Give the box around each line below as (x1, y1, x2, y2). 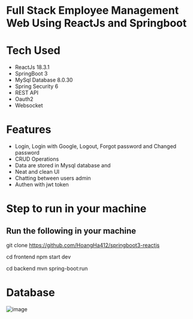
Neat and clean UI (14, 168, 60, 176)
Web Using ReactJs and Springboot (6, 16, 187, 30)
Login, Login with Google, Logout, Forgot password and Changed (14, 143, 177, 150)
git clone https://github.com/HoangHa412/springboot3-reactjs (6, 242, 160, 249)
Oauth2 (14, 95, 34, 103)
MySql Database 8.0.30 (14, 76, 73, 84)
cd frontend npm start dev (6, 253, 71, 261)
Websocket (14, 102, 43, 109)
